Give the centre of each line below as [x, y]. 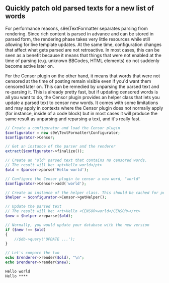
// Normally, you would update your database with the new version [77, 225]
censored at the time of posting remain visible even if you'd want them [78, 81]
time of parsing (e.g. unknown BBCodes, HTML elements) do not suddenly [82, 61]
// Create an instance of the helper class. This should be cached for [82, 193]
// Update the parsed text [33, 207]
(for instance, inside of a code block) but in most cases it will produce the [81, 113]
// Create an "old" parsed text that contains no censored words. [76, 160]
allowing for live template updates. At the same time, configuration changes [83, 44]
